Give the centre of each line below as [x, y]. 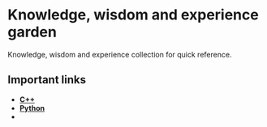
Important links [47, 80]
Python [32, 108]
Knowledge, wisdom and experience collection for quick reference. [120, 54]
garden [32, 32]
